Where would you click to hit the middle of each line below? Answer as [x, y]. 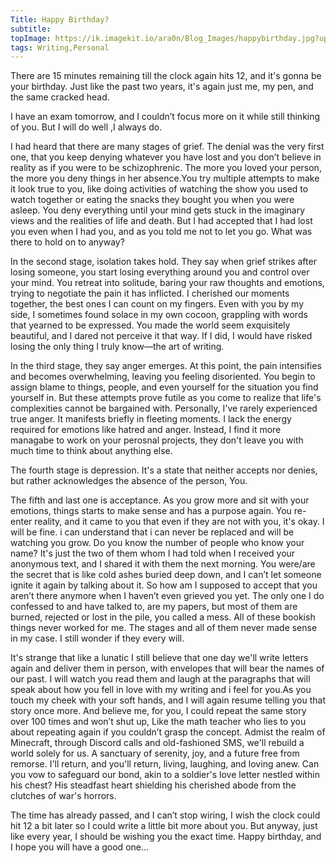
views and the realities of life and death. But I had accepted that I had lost [161, 221]
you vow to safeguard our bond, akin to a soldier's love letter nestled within [165, 775]
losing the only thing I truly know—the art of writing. [117, 347]
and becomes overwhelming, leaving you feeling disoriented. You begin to [163, 377]
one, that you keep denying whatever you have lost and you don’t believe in [166, 157]
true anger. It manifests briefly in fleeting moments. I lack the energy [151, 419]
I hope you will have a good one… [80, 847]
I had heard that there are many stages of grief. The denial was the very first [167, 147]
